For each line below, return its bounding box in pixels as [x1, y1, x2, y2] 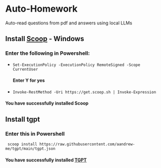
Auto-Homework [5, 3, 78, 15]
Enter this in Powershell [5, 130, 65, 137]
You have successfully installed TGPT [5, 157, 87, 163]
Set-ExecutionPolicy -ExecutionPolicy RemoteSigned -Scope [12, 62, 141, 68]
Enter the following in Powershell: [5, 50, 90, 57]
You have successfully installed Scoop [5, 100, 89, 107]
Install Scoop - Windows [5, 35, 84, 43]
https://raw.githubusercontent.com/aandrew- [39, 142, 136, 147]
